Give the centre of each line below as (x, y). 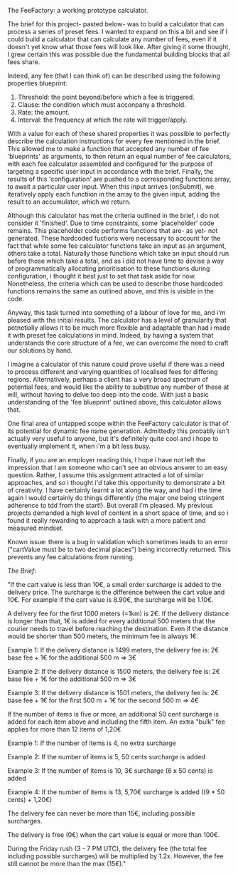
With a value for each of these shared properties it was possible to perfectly (119, 134)
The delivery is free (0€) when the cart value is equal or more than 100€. (114, 835)
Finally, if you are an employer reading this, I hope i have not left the (107, 460)
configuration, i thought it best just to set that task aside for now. (102, 276)
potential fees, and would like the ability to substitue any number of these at (118, 387)
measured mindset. (36, 528)
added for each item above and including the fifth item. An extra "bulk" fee (117, 722)
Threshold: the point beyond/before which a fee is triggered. (106, 97)
